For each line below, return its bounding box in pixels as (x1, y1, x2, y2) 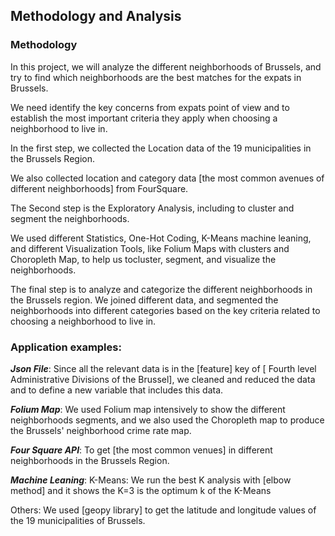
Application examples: (10, 340, 122, 354)
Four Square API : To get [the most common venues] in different (10, 444, 273, 456)
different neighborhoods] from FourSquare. (10, 182, 189, 194)
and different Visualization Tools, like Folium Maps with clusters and (10, 242, 290, 254)
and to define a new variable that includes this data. (10, 384, 224, 396)
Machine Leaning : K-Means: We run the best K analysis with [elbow (10, 474, 292, 486)
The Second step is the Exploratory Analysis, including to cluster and (10, 202, 295, 214)
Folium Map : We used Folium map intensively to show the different (10, 403, 286, 415)
